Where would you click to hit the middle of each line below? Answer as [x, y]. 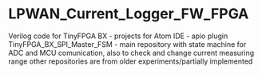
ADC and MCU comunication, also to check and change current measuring [131, 53]
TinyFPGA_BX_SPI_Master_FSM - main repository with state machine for [127, 44]
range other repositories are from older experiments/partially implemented [131, 61]
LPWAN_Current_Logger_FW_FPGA [129, 14]
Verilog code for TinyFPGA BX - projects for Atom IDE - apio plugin [118, 36]
